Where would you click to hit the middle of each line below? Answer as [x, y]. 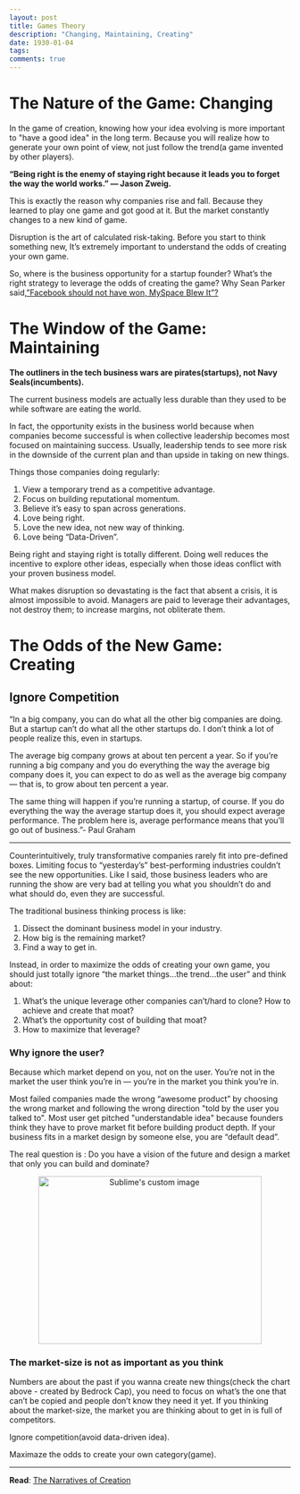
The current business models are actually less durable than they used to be [148, 399]
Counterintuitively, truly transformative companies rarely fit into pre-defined [149, 855]
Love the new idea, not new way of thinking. [103, 527]
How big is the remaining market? [83, 938]
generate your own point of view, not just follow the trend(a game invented [146, 147]
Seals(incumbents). [47, 382]
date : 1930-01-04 [42, 42]
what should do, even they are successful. [87, 893]
